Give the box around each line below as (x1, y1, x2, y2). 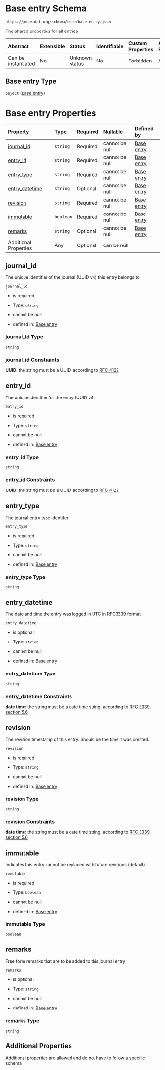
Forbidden (128, 57, 152, 64)
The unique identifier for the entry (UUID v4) (5, 395, 95, 400)
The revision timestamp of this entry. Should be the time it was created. (5, 736, 150, 742)
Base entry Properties (5, 107, 96, 119)
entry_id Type (5, 454, 39, 460)
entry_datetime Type (5, 670, 56, 677)
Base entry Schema (5, 3, 87, 14)
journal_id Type (5, 334, 44, 340)
